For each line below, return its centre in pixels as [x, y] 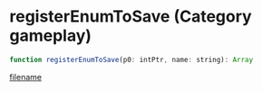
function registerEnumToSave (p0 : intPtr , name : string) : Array [131, 59]
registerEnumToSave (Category [131, 17]
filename [26, 77]
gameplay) [51, 36]
